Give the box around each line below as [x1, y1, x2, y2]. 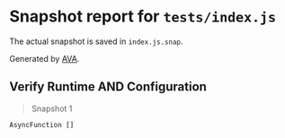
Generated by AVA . [9, 53, 80, 64]
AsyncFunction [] [9, 120, 75, 129]
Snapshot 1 [31, 103, 73, 114]
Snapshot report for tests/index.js [9, 6, 277, 27]
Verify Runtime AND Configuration [9, 79, 207, 95]
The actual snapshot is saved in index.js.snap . [9, 36, 183, 47]
